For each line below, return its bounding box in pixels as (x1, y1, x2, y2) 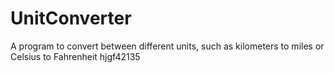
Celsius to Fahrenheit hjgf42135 (10, 50, 141, 62)
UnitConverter (10, 7, 132, 30)
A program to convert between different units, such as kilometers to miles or (10, 40, 325, 52)
